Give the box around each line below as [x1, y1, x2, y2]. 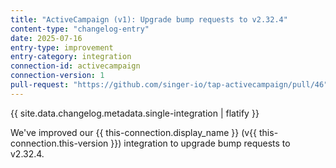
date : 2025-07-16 [10, 33, 83, 43]
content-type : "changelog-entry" [10, 24, 150, 34]
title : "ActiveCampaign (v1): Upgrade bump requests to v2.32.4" [10, 14, 288, 25]
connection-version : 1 [10, 71, 105, 81]
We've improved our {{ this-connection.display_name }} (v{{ [10, 126, 258, 138]
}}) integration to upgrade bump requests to [110, 137, 291, 149]
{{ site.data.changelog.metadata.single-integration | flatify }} [10, 107, 260, 119]
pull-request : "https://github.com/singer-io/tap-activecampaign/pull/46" [10, 80, 329, 90]
